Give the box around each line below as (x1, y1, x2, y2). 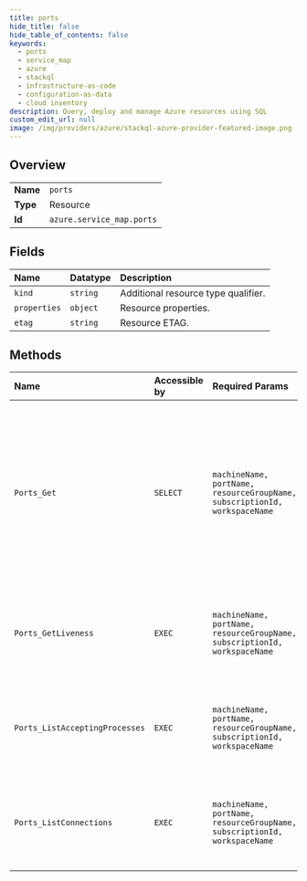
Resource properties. (120, 301, 210, 314)
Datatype (69, 271, 111, 284)
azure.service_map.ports (48, 214, 157, 225)
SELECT (153, 488, 183, 498)
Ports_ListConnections (14, 818, 112, 828)
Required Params (212, 380, 290, 393)
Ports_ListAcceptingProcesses (14, 723, 146, 733)
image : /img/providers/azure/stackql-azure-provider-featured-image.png (9, 124, 292, 133)
